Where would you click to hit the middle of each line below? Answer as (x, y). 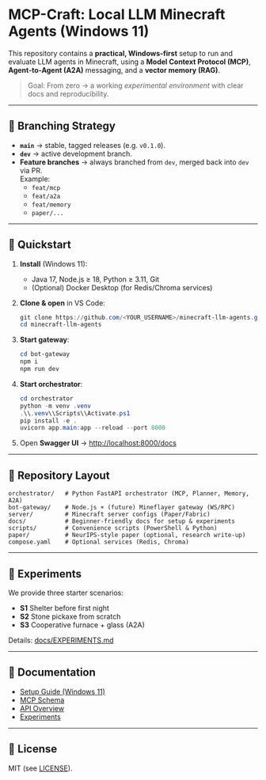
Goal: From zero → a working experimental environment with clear (135, 85)
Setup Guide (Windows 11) (62, 691)
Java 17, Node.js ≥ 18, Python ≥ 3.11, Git (95, 279)
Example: (35, 179)
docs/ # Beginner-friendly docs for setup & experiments (122, 521)
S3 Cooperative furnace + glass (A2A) (82, 625)
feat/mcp (46, 187)
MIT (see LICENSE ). (40, 768)
